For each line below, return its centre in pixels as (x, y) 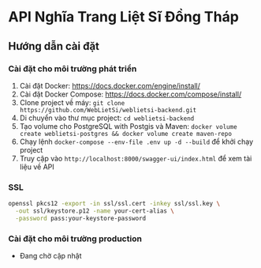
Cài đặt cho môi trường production (75, 239)
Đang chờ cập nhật (50, 256)
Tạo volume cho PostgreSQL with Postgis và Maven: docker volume (129, 126)
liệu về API (37, 167)
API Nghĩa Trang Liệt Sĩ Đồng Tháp (123, 17)
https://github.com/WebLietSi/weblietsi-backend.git (108, 110)
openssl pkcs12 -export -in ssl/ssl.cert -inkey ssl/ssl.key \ (114, 204)
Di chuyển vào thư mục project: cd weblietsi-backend (107, 118)
